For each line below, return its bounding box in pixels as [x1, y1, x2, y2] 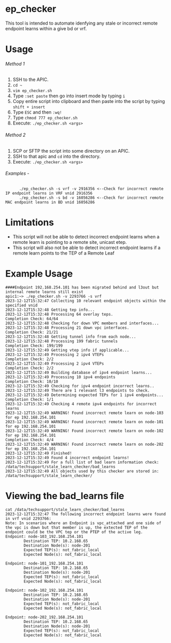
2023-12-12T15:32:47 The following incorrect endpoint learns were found [5, 511, 166, 516]
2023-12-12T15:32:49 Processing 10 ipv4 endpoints [5, 375, 116, 380]
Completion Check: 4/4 [5, 437, 54, 442]
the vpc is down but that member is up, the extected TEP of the [5, 525, 147, 530]
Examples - [5, 170, 30, 177]
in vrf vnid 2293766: [5, 516, 52, 521]
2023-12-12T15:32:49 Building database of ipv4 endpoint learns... [5, 370, 153, 375]
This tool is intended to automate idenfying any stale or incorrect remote [5, 20, 158, 26]
